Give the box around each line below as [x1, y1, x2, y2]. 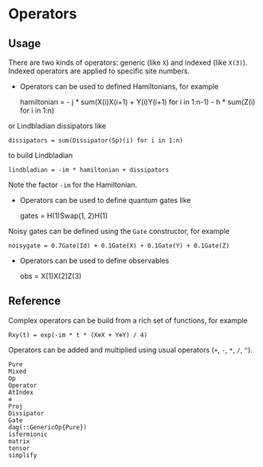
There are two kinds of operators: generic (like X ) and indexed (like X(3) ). [8, 57, 248, 67]
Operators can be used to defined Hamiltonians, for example [19, 81, 219, 91]
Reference [8, 295, 61, 308]
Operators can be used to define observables [19, 256, 170, 265]
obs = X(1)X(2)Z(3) [19, 271, 82, 280]
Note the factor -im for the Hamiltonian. [8, 180, 138, 189]
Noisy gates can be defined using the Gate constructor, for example [8, 227, 230, 235]
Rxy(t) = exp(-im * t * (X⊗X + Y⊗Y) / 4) [8, 330, 148, 339]
